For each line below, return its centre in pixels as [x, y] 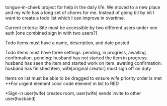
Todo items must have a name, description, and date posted [67, 43]
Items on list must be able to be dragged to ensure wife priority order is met [83, 78]
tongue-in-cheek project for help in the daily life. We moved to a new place [83, 7]
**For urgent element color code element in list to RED [62, 83]
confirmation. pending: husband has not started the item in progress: [77, 58]
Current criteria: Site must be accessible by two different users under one [81, 28]
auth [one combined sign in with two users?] [51, 33]
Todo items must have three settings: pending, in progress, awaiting [75, 52]
